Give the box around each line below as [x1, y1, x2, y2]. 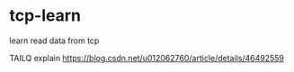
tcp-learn [9, 5, 82, 26]
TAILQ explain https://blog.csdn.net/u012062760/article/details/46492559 [9, 52, 285, 63]
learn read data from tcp [9, 35, 100, 46]
